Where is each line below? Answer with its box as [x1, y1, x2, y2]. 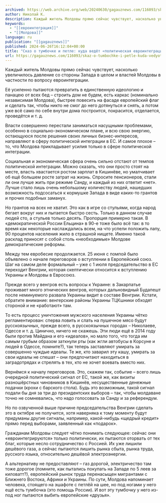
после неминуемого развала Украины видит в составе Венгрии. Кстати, [5, 292, 158, 298]
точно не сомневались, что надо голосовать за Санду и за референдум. [5, 395, 158, 401]
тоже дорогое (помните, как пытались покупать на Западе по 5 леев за [5, 466, 157, 472]
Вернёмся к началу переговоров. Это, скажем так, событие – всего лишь [5, 369, 161, 375]
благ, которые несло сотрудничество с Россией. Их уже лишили [5, 441, 142, 447]
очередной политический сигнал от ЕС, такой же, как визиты [5, 374, 135, 380]
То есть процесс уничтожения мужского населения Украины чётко [5, 312, 148, 318]
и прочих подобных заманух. [5, 195, 67, 201]
